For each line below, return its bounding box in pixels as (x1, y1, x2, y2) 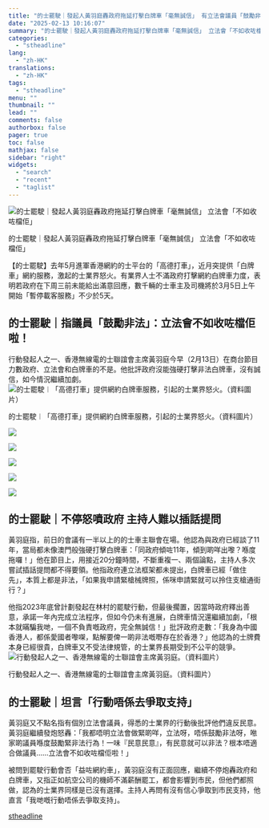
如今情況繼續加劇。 (22, 374, 86, 384)
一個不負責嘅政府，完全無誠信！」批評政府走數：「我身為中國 (57, 623, 258, 632)
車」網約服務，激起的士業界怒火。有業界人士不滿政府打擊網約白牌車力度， (8, 270, 254, 280)
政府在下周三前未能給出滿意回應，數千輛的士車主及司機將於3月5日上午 (22, 280, 255, 290)
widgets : (8, 161, 38, 169)
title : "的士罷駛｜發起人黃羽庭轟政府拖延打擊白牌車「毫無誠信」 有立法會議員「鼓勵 (8, 11, 255, 20)
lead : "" (8, 109, 38, 117)
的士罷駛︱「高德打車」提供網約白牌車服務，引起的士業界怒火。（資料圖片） (8, 411, 258, 421)
